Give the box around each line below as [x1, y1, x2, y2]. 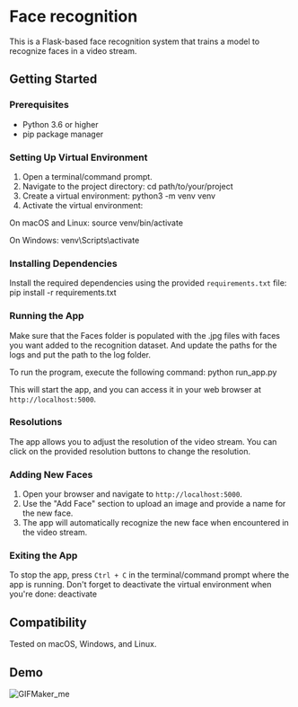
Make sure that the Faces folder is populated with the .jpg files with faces [9, 330, 281, 340]
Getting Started [9, 72, 98, 87]
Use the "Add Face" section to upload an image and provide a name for [22, 499, 286, 509]
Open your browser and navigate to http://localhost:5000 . [22, 489, 242, 499]
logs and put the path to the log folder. [9, 349, 151, 360]
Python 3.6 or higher [22, 119, 99, 129]
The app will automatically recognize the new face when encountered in [22, 517, 289, 528]
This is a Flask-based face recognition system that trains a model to [9, 36, 260, 47]
